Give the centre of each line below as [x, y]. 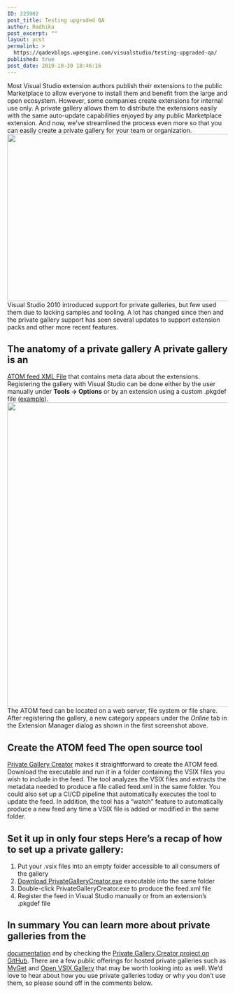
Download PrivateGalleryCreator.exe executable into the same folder [116, 881]
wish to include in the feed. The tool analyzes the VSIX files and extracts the [117, 779]
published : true [31, 59]
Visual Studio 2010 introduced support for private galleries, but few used [112, 304]
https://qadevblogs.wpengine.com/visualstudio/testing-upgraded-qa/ [115, 53]
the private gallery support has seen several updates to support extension [114, 320]
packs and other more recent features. [63, 327]
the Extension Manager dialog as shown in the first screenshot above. [108, 725]
